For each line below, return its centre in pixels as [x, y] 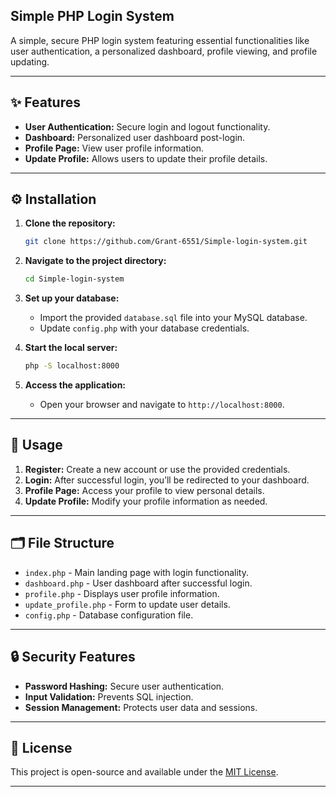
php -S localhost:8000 [72, 366]
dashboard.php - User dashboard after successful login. [138, 583]
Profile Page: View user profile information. [114, 148]
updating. [30, 61]
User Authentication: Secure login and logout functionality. [147, 126]
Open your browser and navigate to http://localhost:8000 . [162, 405]
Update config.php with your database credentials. [144, 328]
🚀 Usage [36, 445]
